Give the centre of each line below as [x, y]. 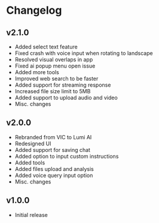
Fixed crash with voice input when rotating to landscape [84, 53]
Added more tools [37, 72]
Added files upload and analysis [54, 169]
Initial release [31, 215]
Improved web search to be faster [56, 79]
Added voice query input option [54, 175]
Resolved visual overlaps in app [54, 59]
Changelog [34, 10]
